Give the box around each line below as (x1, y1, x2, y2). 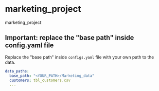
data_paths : (5, 69, 29, 73)
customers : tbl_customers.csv (9, 78, 71, 83)
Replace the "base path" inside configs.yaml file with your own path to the (5, 54, 154, 60)
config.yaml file (5, 41, 54, 50)
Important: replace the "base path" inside (5, 34, 134, 42)
